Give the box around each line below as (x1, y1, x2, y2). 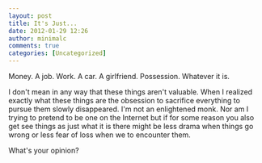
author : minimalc (8, 34, 67, 43)
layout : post (8, 11, 53, 20)
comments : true (8, 42, 60, 50)
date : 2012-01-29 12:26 (8, 27, 89, 35)
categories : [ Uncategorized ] (8, 49, 107, 57)
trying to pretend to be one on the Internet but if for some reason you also (8, 113, 255, 122)
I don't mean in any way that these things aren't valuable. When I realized (8, 87, 253, 97)
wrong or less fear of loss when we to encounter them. (8, 130, 192, 140)
